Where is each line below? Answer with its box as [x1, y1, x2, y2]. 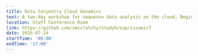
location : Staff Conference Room [6, 19, 88, 25]
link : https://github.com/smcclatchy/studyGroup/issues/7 [6, 24, 151, 31]
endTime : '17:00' [6, 41, 49, 47]
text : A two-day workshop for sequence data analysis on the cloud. [6, 14, 178, 20]
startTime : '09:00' [6, 36, 54, 41]
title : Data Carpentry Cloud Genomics [6, 8, 101, 15]
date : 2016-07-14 [6, 30, 49, 36]
